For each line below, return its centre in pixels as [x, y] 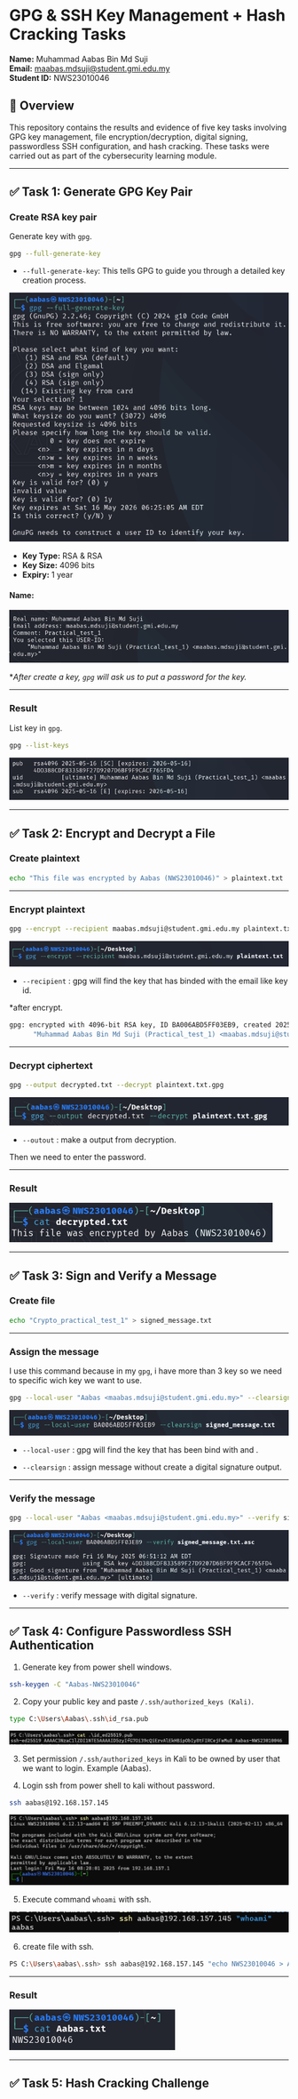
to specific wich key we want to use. [75, 1380]
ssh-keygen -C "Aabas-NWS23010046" [75, 1684]
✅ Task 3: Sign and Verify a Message [113, 1275]
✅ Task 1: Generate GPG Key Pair [101, 192]
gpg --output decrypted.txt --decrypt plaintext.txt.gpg [117, 1086]
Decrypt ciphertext [51, 1066]
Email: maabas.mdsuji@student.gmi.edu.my [90, 68]
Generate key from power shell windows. [97, 1667]
